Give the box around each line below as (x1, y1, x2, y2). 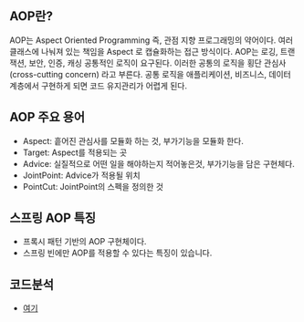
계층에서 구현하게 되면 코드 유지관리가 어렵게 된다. (9, 80, 188, 91)
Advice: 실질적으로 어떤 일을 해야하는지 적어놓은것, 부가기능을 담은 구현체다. (22, 158, 295, 169)
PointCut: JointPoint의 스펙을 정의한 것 (22, 181, 164, 192)
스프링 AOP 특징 (9, 211, 97, 226)
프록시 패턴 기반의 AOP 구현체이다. (22, 236, 147, 247)
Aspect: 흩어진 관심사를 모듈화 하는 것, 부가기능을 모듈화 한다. (22, 135, 244, 146)
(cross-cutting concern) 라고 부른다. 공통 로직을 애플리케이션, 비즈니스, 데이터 (9, 68, 291, 79)
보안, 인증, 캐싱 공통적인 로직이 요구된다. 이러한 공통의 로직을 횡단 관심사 (28, 57, 287, 68)
